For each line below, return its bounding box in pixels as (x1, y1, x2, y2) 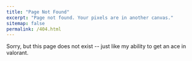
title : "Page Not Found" (6, 9, 70, 15)
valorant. (6, 49, 29, 57)
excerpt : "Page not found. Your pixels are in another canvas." (6, 15, 174, 21)
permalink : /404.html (6, 26, 62, 32)
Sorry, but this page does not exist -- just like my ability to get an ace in (6, 43, 186, 50)
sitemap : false (6, 20, 45, 26)
